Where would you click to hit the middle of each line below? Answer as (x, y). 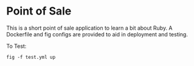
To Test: (16, 46)
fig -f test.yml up (31, 57)
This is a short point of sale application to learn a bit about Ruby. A (89, 28)
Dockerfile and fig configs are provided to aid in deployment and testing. (97, 34)
